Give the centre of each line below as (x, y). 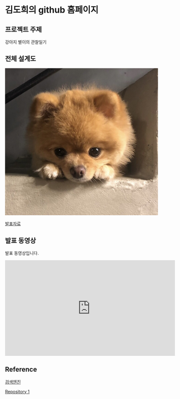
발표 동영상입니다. (22, 253)
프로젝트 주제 (24, 29)
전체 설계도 (21, 59)
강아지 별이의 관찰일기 (26, 42)
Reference (21, 370)
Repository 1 (17, 391)
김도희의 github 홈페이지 (52, 10)
